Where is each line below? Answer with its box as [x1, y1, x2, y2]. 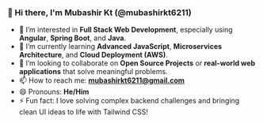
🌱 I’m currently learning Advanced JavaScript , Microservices [18, 42, 223, 51]
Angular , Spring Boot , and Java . [18, 33, 127, 43]
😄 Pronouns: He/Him [18, 87, 90, 97]
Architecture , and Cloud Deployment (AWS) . [18, 50, 168, 60]
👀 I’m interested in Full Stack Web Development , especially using [18, 25, 233, 35]
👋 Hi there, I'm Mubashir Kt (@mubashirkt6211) [7, 7, 192, 18]
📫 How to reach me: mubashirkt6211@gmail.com [18, 76, 185, 85]
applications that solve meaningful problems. [18, 67, 168, 76]
